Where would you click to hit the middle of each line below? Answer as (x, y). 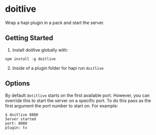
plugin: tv (16, 128)
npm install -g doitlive (30, 59)
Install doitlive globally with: (40, 50)
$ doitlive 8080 (22, 115)
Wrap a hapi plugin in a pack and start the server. (55, 23)
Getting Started (29, 38)
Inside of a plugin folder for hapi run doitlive (58, 68)
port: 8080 (16, 123)
